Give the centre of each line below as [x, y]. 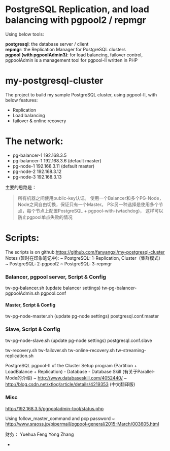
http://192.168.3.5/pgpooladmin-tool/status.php [55, 408]
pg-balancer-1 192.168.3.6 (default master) [57, 160]
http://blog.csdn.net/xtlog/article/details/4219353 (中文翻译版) [70, 384]
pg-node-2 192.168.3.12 [37, 171]
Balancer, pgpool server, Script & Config [56, 276]
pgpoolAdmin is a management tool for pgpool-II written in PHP [72, 60]
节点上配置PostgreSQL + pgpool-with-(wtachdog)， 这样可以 [99, 211]
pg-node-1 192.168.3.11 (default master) [54, 166]
